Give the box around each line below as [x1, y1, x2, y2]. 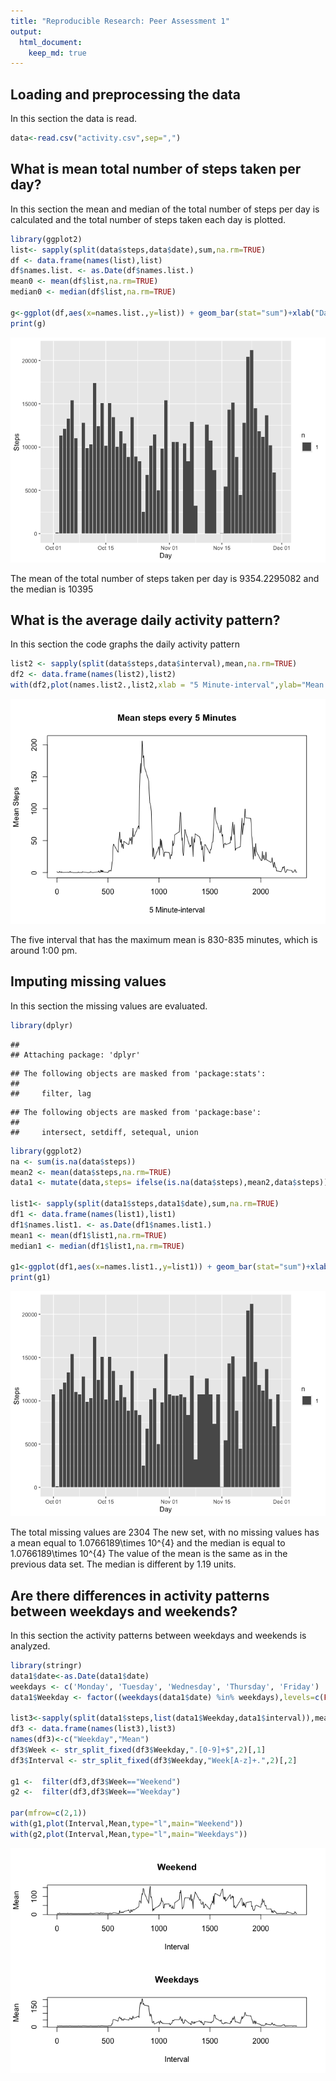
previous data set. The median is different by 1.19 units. [10, 1558, 237, 1570]
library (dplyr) [10, 1020, 74, 1030]
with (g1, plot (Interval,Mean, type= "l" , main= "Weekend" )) [10, 1819, 244, 1829]
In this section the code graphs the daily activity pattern [10, 638, 240, 650]
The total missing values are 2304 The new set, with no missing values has [10, 1526, 320, 1539]
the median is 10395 [10, 583, 94, 595]
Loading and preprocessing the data [10, 86, 241, 103]
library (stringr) [10, 1660, 83, 1670]
